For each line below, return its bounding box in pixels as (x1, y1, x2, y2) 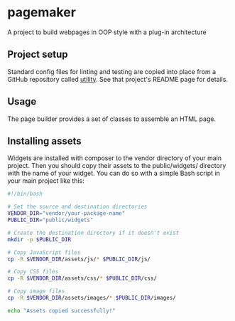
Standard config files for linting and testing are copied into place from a (7, 67, 217, 75)
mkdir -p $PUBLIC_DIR (7, 236, 72, 243)
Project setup (7, 48, 69, 60)
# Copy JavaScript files (7, 248, 81, 256)
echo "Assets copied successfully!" (7, 307, 116, 314)
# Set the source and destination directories (7, 204, 148, 211)
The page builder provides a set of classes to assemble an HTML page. (7, 115, 217, 123)
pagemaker (7, 4, 77, 21)
